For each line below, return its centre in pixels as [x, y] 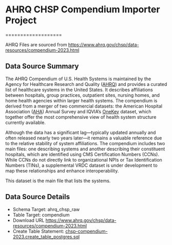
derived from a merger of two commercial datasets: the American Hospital [84, 106]
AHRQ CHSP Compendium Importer [83, 10]
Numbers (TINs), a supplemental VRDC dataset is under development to [81, 165]
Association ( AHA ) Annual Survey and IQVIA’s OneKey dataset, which [78, 111]
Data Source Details [38, 197]
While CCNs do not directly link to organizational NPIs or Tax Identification [84, 160]
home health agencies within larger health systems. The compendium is [81, 100]
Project [21, 20]
